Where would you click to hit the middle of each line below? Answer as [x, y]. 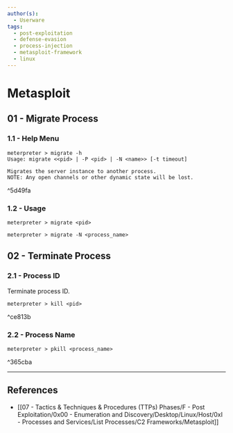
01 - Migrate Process [53, 119]
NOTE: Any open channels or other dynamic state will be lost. [101, 177]
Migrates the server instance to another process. [82, 171]
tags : [15, 26]
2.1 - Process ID [34, 276]
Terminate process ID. [39, 291]
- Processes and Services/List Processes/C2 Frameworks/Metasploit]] [118, 422]
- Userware [29, 20]
